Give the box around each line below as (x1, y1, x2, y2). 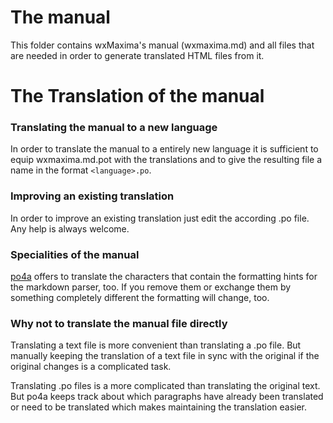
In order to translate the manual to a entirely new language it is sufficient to (10, 143, 319, 155)
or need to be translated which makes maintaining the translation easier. (10, 401, 308, 413)
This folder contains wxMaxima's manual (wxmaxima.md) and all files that (10, 39, 315, 51)
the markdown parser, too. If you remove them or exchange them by (10, 281, 292, 293)
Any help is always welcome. (10, 222, 130, 235)
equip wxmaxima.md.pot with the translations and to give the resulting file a (10, 154, 323, 166)
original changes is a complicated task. (10, 361, 172, 373)
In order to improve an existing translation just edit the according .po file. (10, 212, 310, 224)
